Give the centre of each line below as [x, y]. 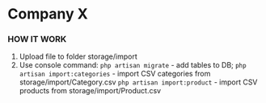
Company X [48, 14]
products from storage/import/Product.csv [90, 91]
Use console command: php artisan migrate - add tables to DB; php [133, 65]
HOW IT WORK [37, 39]
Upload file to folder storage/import [78, 56]
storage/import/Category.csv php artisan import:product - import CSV [138, 82]
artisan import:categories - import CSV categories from [115, 74]
